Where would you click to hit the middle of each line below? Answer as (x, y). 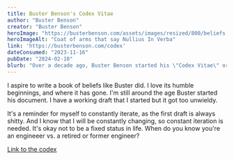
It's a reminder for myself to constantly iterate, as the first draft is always (111, 113)
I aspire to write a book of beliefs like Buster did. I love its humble (101, 85)
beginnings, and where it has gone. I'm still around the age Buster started (112, 93)
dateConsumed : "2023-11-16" (48, 53)
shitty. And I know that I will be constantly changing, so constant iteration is (115, 121)
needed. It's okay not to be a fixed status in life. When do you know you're (114, 128)
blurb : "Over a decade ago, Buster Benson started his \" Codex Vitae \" (113, 65)
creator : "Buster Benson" (45, 26)
